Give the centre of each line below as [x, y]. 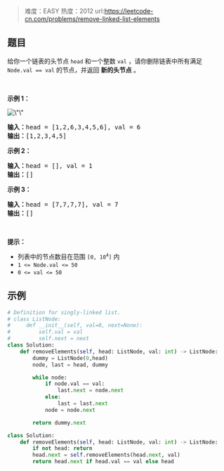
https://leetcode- [129, 11]
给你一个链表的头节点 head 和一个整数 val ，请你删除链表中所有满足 [105, 61]
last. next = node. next [91, 391]
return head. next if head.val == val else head [103, 462]
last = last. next [83, 404]
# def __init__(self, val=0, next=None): [75, 325]
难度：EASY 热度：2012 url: [65, 11]
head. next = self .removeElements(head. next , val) [106, 455]
